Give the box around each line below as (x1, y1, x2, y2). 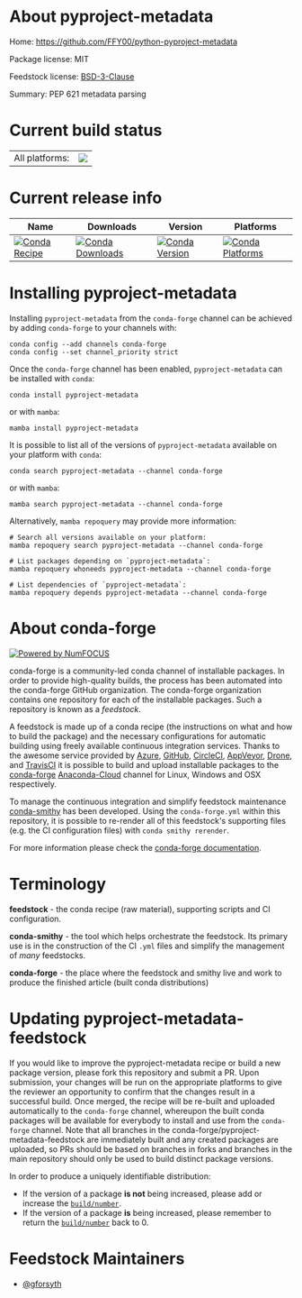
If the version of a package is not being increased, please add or (22, 1188, 262, 1199)
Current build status (9, 120, 163, 141)
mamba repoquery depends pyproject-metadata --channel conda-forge (9, 588, 268, 597)
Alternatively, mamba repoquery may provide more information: (9, 516, 236, 526)
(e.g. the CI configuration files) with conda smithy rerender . (9, 825, 229, 836)
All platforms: (13, 151, 70, 164)
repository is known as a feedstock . (9, 703, 142, 714)
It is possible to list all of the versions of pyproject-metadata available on (9, 439, 277, 450)
